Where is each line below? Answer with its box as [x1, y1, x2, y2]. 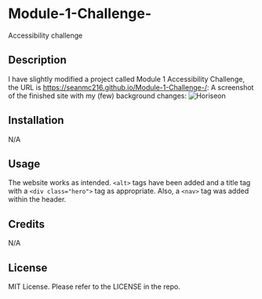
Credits [8, 217, 45, 231]
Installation [8, 114, 64, 127]
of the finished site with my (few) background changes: [8, 91, 187, 100]
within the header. [8, 195, 67, 204]
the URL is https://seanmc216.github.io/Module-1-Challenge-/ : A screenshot [8, 82, 254, 92]
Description [8, 53, 67, 67]
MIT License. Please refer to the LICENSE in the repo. [8, 282, 180, 291]
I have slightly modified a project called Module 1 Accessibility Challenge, [8, 74, 246, 83]
